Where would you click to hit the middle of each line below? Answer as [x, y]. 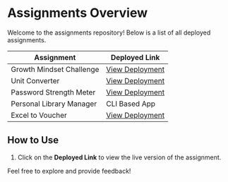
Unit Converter [35, 80]
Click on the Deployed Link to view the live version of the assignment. [119, 157]
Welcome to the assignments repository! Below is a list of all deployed [109, 32]
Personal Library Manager [54, 104]
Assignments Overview [78, 13]
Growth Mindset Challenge [55, 69]
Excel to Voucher [39, 115]
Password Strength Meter [53, 92]
